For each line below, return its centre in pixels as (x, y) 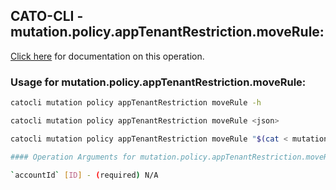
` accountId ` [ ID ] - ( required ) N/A (84, 175)
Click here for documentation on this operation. (107, 56)
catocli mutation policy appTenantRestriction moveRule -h (136, 103)
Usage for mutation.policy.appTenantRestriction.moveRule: (158, 82)
